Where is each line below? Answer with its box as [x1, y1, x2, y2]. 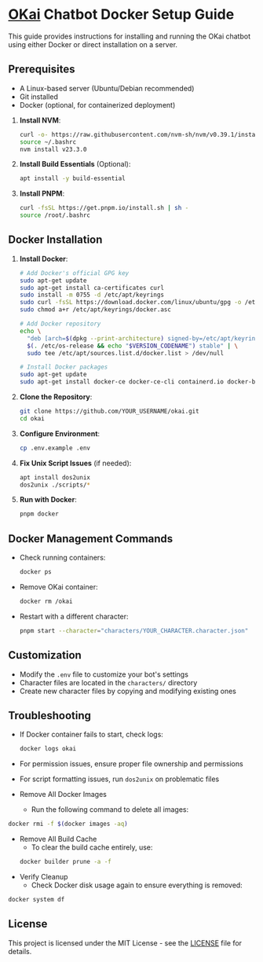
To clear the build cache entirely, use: [31, 843, 153, 852]
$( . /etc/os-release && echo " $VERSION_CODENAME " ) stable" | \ [27, 342, 238, 350]
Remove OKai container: [19, 582, 98, 591]
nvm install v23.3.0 [19, 145, 87, 153]
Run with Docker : [19, 495, 77, 505]
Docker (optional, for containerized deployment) [19, 100, 176, 109]
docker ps [19, 568, 53, 576]
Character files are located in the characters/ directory [19, 677, 198, 687]
